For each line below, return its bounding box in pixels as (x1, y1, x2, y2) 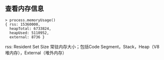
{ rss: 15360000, (5, 22, 41, 27)
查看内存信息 (5, 4, 44, 13)
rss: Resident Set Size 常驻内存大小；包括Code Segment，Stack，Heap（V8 (5, 44, 160, 49)
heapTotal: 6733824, (9, 26, 51, 31)
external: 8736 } (9, 34, 45, 40)
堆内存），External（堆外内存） (5, 50, 67, 56)
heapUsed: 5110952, (9, 30, 49, 35)
